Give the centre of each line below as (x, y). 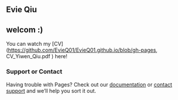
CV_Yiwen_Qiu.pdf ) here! (37, 56)
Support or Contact (34, 72)
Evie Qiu (21, 10)
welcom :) (25, 30)
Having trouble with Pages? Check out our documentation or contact (89, 84)
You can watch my (28, 44)
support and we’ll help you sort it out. (51, 91)
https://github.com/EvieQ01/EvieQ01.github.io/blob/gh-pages (82, 50)
